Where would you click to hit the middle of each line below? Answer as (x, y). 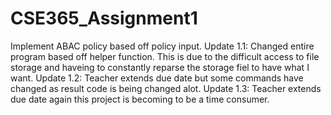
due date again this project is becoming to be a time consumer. (140, 99)
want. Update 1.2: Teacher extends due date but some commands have (157, 78)
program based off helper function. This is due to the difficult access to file (165, 56)
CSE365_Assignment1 (104, 18)
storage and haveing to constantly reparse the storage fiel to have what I (160, 67)
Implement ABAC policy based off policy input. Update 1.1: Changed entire (162, 46)
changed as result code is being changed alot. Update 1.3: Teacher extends (166, 88)
